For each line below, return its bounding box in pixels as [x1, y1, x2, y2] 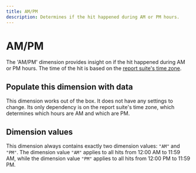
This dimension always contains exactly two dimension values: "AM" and [6, 143, 180, 150]
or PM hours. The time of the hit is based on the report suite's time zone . [6, 65, 182, 72]
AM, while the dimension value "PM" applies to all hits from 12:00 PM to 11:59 [6, 155, 191, 162]
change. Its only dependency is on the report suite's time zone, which [6, 104, 175, 111]
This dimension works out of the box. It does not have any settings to [6, 97, 173, 104]
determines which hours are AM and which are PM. [6, 110, 130, 117]
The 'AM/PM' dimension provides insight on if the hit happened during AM [6, 59, 185, 66]
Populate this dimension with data [6, 82, 133, 91]
